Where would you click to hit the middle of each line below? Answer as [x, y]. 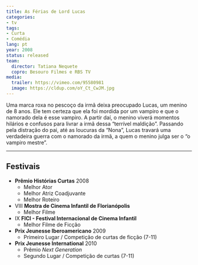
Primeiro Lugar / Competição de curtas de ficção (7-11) [90, 237]
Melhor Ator [38, 187]
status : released [27, 55]
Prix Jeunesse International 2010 [56, 243]
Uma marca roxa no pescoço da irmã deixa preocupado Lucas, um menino [97, 105]
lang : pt [17, 45]
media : [14, 77]
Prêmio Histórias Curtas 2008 [52, 181]
